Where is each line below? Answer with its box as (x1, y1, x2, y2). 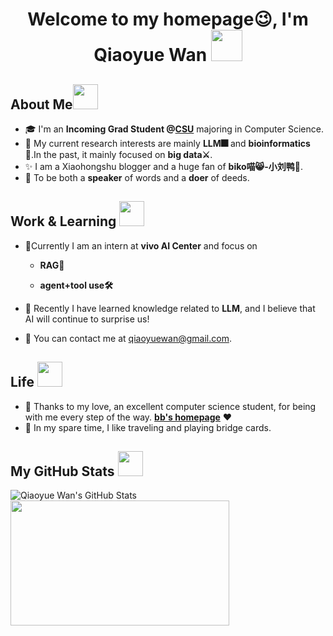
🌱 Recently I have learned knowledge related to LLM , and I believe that (24, 302, 316, 314)
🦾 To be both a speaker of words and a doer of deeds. (24, 172, 250, 183)
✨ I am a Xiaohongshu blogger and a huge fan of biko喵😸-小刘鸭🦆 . (24, 161, 303, 172)
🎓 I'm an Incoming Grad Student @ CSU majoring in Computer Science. (24, 123, 324, 135)
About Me (10, 96, 73, 113)
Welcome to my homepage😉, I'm (27, 8, 309, 31)
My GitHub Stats (10, 463, 115, 480)
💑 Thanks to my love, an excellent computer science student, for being (24, 400, 317, 412)
